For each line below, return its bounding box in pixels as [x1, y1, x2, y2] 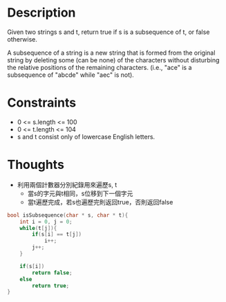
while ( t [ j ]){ [19, 224, 57, 231]
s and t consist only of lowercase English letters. [17, 132, 156, 141]
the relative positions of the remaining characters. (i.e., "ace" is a [7, 63, 192, 71]
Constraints [7, 95, 77, 111]
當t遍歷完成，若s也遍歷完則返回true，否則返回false [27, 197, 173, 206]
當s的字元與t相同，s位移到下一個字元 [27, 189, 133, 197]
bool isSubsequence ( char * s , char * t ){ [7, 211, 129, 219]
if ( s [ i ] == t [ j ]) [32, 231, 82, 238]
